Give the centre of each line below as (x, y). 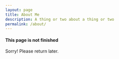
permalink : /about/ (26, 24)
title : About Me (22, 15)
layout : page (19, 10)
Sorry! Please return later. (32, 51)
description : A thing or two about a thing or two (60, 19)
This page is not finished (32, 40)
